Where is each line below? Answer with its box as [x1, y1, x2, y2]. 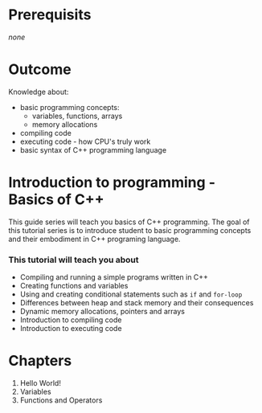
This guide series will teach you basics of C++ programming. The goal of [8, 217, 251, 227]
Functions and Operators [19, 395, 103, 405]
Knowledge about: [8, 87, 69, 96]
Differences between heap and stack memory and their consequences [19, 298, 254, 308]
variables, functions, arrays [31, 111, 123, 121]
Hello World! [19, 378, 62, 388]
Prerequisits [8, 6, 92, 24]
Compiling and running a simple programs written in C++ [19, 272, 209, 282]
